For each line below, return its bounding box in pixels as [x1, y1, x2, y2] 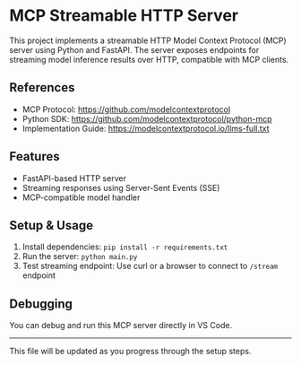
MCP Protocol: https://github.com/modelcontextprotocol [21, 104, 231, 115]
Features [9, 149, 60, 164]
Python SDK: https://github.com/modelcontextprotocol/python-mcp [21, 113, 272, 124]
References [9, 80, 75, 95]
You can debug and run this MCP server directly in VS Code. [9, 320, 233, 331]
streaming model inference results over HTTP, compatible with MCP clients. [9, 54, 289, 65]
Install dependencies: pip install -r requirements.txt [21, 241, 228, 252]
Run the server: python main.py [21, 251, 138, 262]
